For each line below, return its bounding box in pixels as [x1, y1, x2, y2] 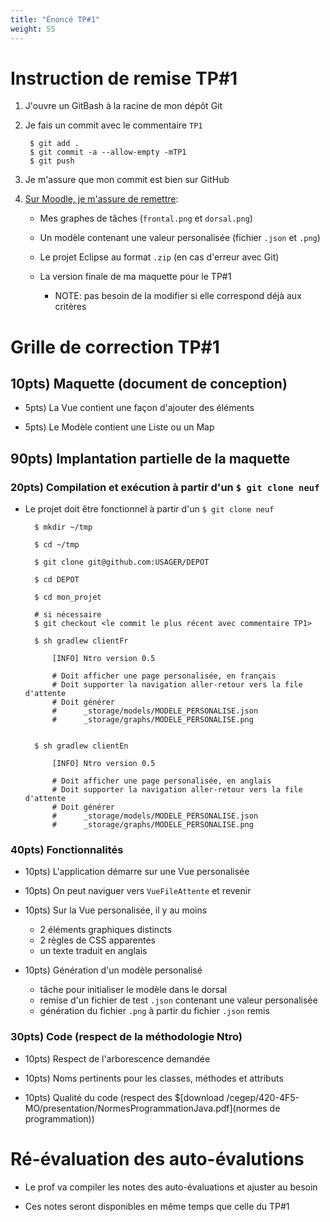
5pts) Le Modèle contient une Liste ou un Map [24, 421, 215, 433]
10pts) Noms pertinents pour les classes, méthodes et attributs [24, 1072, 284, 1084]
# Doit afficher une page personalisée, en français [51, 671, 277, 681]
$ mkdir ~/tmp [34, 522, 93, 533]
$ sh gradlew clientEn [34, 741, 129, 751]
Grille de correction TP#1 [10, 336, 220, 358]
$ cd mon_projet [34, 592, 102, 603]
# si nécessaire [34, 610, 102, 620]
